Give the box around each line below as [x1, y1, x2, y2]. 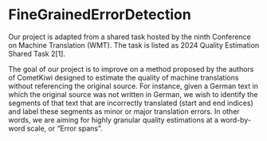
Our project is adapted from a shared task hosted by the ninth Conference [8, 32, 251, 41]
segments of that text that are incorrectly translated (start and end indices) [8, 98, 253, 108]
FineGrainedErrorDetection [8, 6, 191, 24]
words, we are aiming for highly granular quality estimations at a [8, 115, 219, 124]
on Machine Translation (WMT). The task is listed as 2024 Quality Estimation [8, 40, 260, 49]
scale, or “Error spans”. [26, 123, 103, 133]
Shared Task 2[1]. [8, 49, 66, 58]
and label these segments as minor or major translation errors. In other [8, 106, 241, 116]
